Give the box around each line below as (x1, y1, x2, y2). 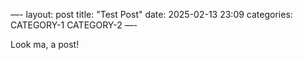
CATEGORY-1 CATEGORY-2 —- (10, 19, 138, 31)
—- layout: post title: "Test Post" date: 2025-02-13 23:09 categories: (10, 9, 293, 20)
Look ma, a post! (10, 39, 80, 50)
